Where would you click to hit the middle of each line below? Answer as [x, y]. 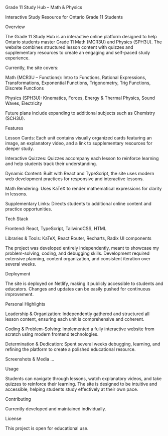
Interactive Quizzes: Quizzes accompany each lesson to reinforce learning [82, 158]
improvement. [20, 294]
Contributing [18, 399]
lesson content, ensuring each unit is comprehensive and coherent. [75, 319]
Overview [15, 27]
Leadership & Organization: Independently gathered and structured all [77, 314]
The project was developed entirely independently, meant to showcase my [82, 248]
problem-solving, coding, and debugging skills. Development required [77, 253]
